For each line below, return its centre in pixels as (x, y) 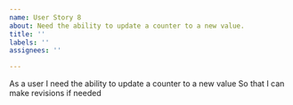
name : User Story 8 (45, 17)
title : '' (28, 34)
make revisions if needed (55, 93)
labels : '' (29, 42)
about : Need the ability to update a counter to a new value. (127, 26)
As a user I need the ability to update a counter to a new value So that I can (147, 84)
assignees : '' (36, 51)
